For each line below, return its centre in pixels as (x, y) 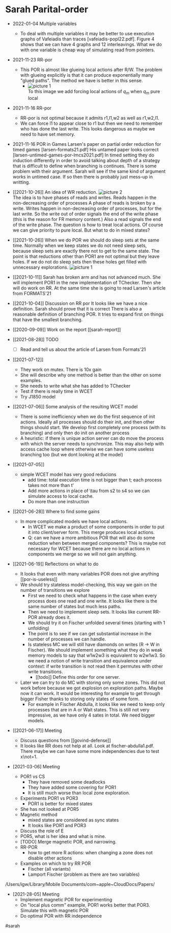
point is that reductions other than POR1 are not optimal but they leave (86, 256)
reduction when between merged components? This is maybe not (97, 543)
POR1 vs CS (33, 776)
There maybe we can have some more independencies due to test (90, 751)
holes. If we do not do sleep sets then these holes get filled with (79, 261)
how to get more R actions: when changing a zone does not (90, 852)
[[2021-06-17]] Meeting (37, 730)
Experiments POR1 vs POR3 (49, 798)
